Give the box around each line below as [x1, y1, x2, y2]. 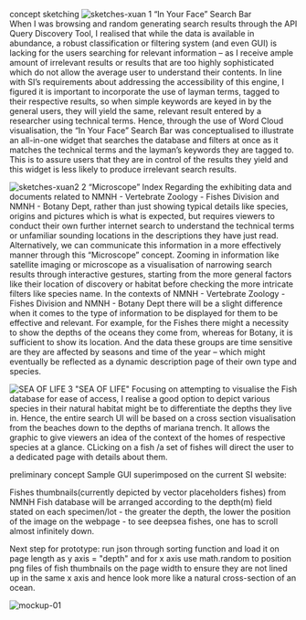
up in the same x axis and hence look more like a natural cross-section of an [9, 573, 297, 583]
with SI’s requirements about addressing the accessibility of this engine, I [9, 77, 285, 87]
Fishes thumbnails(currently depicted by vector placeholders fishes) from [9, 487, 286, 498]
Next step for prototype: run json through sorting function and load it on [9, 543, 280, 554]
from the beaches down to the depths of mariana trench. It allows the [9, 423, 270, 433]
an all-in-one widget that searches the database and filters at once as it [9, 135, 279, 145]
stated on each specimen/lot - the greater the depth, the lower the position [9, 507, 290, 517]
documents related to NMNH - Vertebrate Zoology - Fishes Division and [9, 192, 280, 202]
